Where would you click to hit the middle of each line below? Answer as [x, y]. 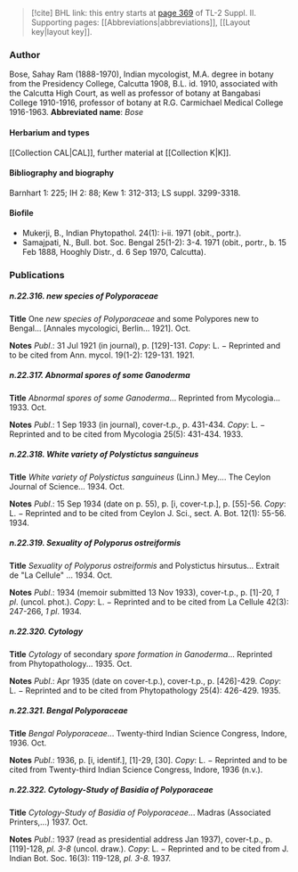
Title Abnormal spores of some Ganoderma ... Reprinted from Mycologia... [145, 398]
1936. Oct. [28, 743]
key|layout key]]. [61, 32]
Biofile [21, 213]
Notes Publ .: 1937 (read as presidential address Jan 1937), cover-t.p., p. [141, 839]
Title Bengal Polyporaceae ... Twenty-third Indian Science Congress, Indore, [148, 733]
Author [25, 54]
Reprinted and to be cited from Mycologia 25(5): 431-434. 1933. [126, 434]
